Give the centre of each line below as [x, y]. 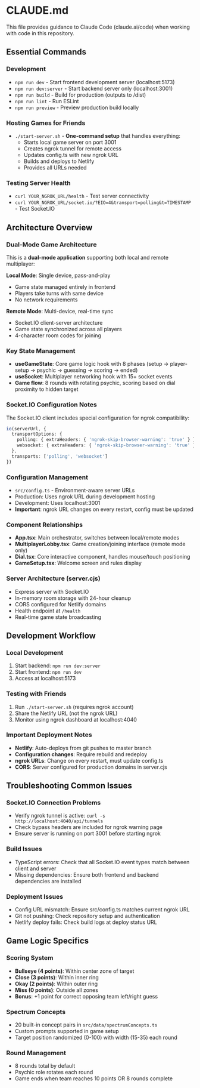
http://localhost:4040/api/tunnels [59, 821]
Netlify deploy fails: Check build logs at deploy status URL [86, 922]
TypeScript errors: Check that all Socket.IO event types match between [102, 862]
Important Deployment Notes [49, 735]
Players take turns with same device [59, 293]
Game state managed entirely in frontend [65, 286]
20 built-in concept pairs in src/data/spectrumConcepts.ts [86, 1025]
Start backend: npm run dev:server [58, 665]
